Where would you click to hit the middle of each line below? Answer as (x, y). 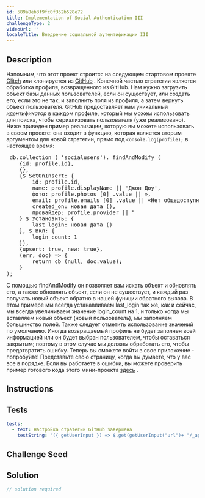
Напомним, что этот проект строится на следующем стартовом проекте (101, 74)
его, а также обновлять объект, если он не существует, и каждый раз (97, 292)
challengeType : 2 (28, 23)
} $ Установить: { (47, 218)
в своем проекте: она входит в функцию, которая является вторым (94, 133)
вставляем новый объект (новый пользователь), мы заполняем (89, 318)
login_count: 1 (55, 237)
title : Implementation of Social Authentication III (75, 18)
